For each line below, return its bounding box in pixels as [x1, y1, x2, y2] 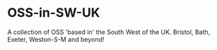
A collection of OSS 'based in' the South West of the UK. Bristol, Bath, [7, 28, 211, 36]
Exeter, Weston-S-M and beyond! [7, 35, 105, 43]
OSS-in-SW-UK [7, 5, 100, 21]
